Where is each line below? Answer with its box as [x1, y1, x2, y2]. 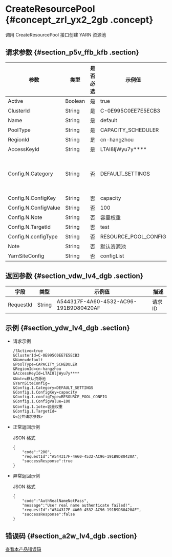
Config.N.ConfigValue [8, 204, 60, 211]
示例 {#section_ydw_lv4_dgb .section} [5, 323, 131, 332]
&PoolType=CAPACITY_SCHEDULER [12, 362, 78, 367]
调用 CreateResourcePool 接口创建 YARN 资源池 [5, 31, 106, 38]
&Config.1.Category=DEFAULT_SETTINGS [12, 385, 94, 391]
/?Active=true [12, 348, 43, 354]
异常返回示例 [12, 473, 40, 479]
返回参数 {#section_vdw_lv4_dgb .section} [5, 272, 143, 281]
